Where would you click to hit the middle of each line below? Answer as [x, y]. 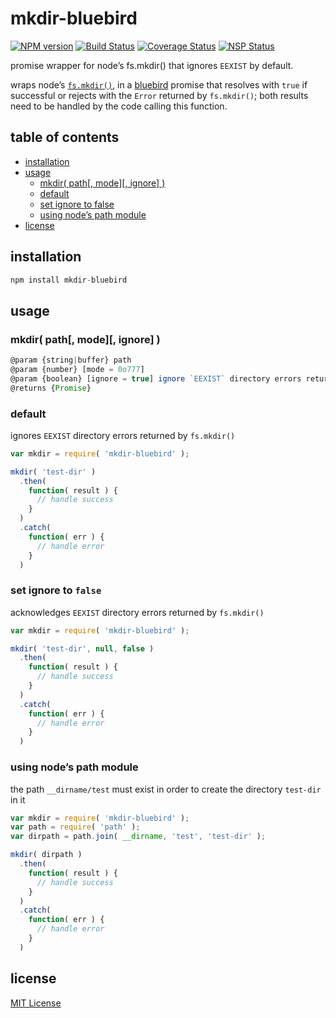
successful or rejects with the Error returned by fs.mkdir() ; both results [159, 95]
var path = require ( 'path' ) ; [75, 827]
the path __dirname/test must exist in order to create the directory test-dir [166, 789]
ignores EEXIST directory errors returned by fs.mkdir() [123, 435]
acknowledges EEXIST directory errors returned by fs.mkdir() [137, 612]
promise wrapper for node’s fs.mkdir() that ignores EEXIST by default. [152, 65]
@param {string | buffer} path [71, 360]
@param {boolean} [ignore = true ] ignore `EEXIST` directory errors [156, 378]
